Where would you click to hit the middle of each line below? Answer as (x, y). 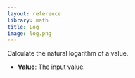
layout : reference (34, 14)
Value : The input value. (51, 67)
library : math (28, 20)
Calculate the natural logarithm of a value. (68, 53)
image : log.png (30, 33)
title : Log (23, 27)
